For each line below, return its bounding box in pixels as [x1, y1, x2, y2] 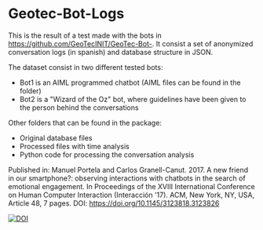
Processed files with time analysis [19, 141, 130, 151]
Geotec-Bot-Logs [8, 5, 125, 23]
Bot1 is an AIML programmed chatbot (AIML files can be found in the [19, 78, 241, 87]
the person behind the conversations [19, 103, 139, 112]
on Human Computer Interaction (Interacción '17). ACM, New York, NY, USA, [8, 190, 255, 199]
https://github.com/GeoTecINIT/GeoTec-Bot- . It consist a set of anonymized [8, 38, 254, 48]
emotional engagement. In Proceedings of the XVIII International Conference [8, 181, 255, 191]
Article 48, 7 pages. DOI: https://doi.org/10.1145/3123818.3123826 [8, 198, 220, 208]
